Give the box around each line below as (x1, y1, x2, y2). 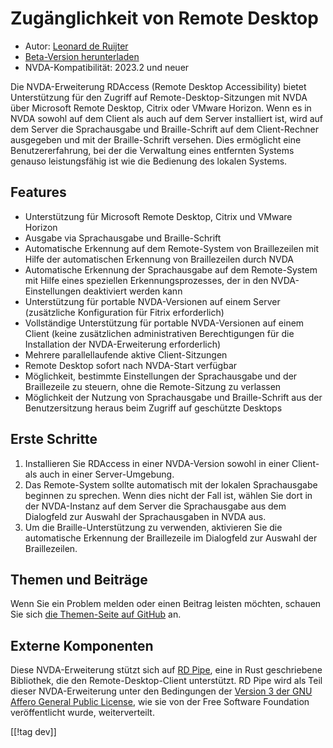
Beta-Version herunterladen (24, 50, 140, 62)
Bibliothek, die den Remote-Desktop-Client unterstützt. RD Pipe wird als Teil (10, 675, 323, 687)
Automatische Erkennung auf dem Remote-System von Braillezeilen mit (24, 242, 320, 254)
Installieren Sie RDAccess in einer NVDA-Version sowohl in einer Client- (24, 457, 320, 469)
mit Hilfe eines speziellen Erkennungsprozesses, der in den (24, 274, 269, 286)
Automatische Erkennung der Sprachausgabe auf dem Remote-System (24, 263, 318, 276)
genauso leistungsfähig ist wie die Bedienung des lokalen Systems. (10, 155, 288, 167)
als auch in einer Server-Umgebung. (24, 468, 175, 480)
